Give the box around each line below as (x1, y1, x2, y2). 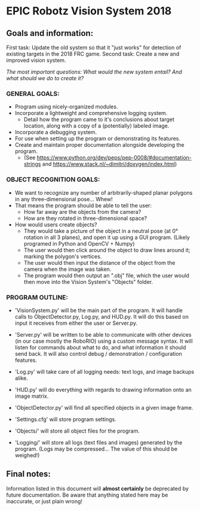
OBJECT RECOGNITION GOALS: (6, 176, 100, 184)
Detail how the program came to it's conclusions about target (23, 116, 175, 123)
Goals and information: (6, 28, 94, 38)
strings (23, 161, 41, 168)
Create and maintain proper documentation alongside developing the (14, 141, 185, 149)
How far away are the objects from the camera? (23, 208, 141, 215)
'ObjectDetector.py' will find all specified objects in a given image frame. (14, 404, 193, 411)
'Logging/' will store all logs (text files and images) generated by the (14, 439, 183, 446)
